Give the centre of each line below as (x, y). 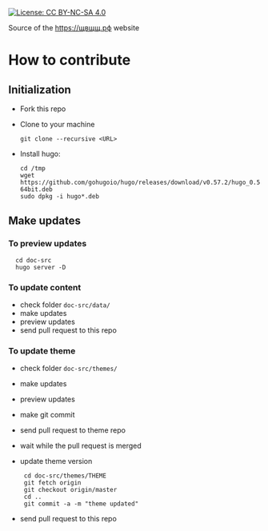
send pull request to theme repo (73, 430)
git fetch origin (52, 483)
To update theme (42, 350)
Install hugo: (40, 154)
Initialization (40, 89)
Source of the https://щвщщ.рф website (74, 28)
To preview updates (48, 244)
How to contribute (70, 60)
